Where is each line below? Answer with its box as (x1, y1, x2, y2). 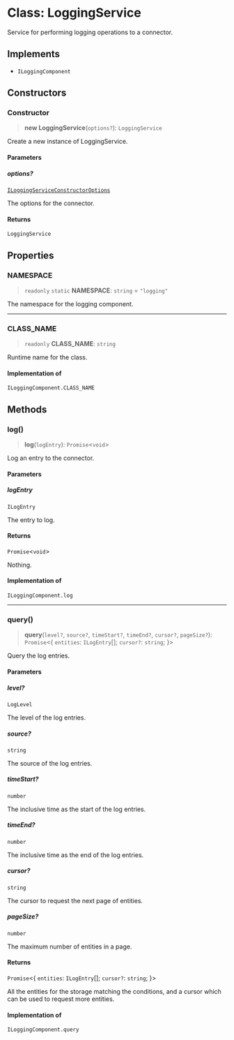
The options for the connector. (7, 199, 95, 207)
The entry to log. (7, 515, 55, 524)
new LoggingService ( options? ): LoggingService (24, 124, 162, 132)
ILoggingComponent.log (7, 592, 73, 600)
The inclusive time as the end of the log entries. (7, 850, 144, 859)
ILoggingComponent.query (7, 1026, 79, 1034)
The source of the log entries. (7, 759, 93, 767)
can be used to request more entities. (7, 995, 115, 1003)
